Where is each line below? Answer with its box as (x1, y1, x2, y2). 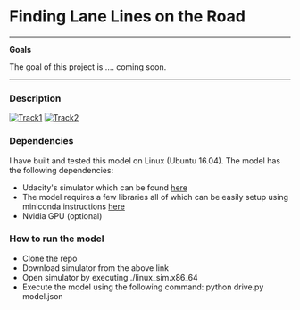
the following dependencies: (9, 164, 114, 175)
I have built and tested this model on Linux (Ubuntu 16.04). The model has (9, 155, 281, 166)
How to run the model (9, 232, 104, 245)
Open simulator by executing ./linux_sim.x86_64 (21, 272, 198, 282)
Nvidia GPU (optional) (21, 210, 103, 221)
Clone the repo (21, 253, 78, 264)
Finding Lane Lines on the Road (9, 6, 246, 27)
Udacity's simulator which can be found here (21, 181, 187, 193)
